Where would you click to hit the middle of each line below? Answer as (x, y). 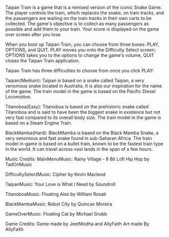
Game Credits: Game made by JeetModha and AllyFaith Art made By (77, 224)
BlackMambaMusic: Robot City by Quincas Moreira (59, 204)
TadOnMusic (19, 164)
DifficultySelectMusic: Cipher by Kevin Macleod (55, 174)
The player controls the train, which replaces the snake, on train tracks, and (85, 13)
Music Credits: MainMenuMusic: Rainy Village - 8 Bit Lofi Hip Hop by (77, 159)
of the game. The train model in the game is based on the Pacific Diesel (80, 91)
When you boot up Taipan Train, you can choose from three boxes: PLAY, (82, 44)
